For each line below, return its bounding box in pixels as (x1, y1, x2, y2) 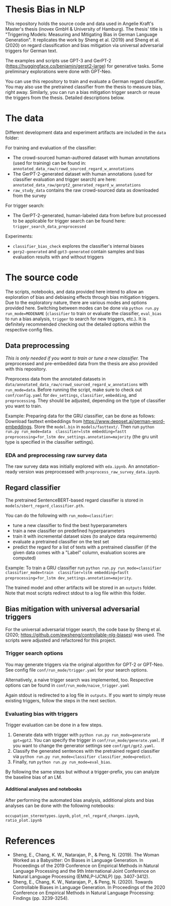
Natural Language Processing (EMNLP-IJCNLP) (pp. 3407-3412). (12, 873, 150, 879)
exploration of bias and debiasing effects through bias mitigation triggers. (5, 294, 160, 300)
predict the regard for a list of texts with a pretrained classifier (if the (12, 544, 157, 550)
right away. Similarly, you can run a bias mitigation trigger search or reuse (5, 89, 160, 95)
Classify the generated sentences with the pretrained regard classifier (12, 748, 160, 754)
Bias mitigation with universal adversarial (5, 605, 140, 613)
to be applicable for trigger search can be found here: (12, 218, 126, 224)
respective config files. (5, 326, 54, 332)
